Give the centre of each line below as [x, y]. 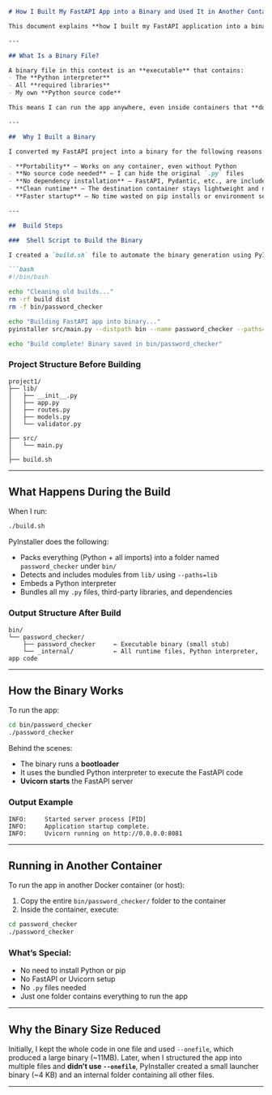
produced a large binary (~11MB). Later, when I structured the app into [125, 1058]
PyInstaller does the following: [59, 542]
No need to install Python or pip [73, 971]
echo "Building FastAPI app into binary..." [85, 321]
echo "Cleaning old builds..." [61, 292]
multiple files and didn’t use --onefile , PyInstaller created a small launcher [134, 1067]
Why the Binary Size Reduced [85, 1030]
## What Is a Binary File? [54, 56]
